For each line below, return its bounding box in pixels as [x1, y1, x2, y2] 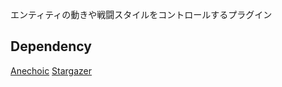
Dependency [10, 38, 92, 55]
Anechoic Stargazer [10, 64, 93, 77]
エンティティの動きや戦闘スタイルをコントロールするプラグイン [10, 9, 273, 20]
